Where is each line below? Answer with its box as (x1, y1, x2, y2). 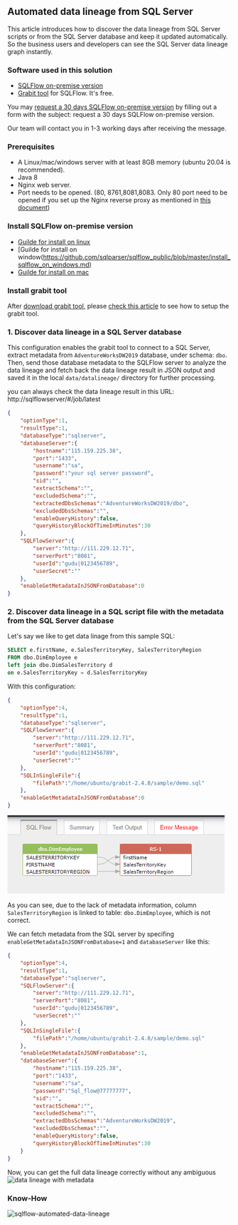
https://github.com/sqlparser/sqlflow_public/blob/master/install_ (43, 252, 231, 261)
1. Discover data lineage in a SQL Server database (7, 327, 182, 337)
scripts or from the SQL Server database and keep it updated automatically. (7, 32, 229, 41)
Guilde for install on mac (17, 267, 90, 276)
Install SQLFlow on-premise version (7, 221, 134, 231)
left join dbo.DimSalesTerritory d (7, 662, 113, 669)
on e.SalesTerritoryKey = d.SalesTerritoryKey (7, 669, 148, 676)
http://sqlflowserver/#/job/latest (7, 395, 101, 403)
